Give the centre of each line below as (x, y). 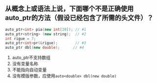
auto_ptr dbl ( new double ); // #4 (45, 48)
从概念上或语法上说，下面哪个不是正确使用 (69, 9)
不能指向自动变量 (29, 70)
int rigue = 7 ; (21, 39)
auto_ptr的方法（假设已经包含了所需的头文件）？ (79, 18)
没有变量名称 (25, 64)
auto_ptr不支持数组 (31, 58)
